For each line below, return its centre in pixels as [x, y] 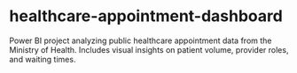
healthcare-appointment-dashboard [146, 16]
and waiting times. [43, 59]
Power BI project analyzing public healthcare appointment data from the [141, 40]
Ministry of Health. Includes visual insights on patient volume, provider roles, [149, 49]
